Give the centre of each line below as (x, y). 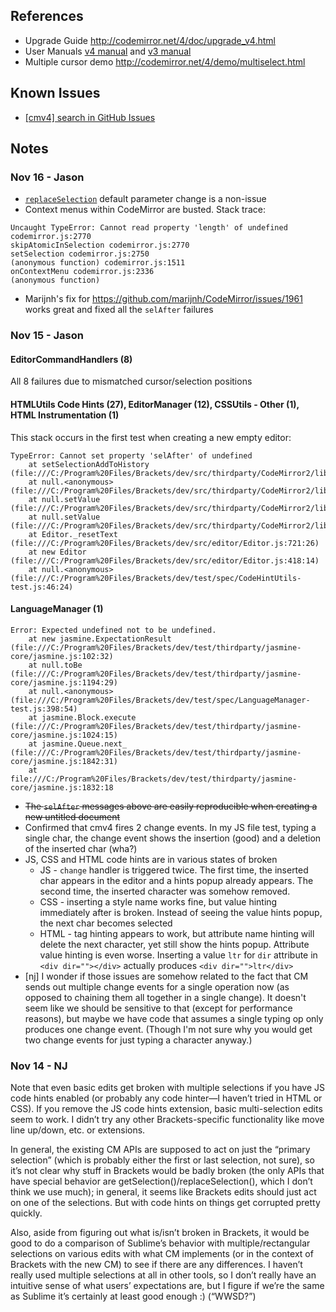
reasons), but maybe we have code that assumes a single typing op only (174, 1018)
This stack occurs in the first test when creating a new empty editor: (151, 437)
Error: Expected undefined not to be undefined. (113, 630)
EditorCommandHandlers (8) (71, 359)
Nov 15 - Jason (47, 336)
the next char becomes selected (106, 923)
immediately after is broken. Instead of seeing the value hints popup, (181, 912)
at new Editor (57, 552)
